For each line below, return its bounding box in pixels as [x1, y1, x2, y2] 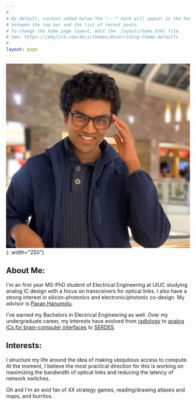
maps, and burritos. [6, 392, 54, 399]
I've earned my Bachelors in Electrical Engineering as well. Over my [6, 311, 168, 318]
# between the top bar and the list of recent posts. [6, 22, 140, 28]
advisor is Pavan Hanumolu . [6, 300, 73, 307]
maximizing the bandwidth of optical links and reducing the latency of [6, 369, 174, 376]
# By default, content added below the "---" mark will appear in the [6, 15, 181, 22]
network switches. [6, 375, 51, 382]
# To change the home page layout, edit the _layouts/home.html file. [6, 28, 181, 34]
